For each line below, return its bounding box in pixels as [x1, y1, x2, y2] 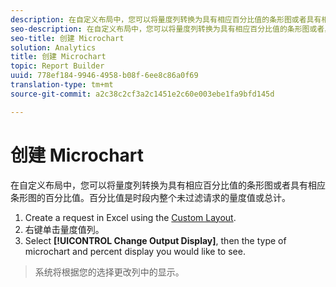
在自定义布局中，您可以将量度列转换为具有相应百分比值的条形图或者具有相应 [10, 179, 326, 191]
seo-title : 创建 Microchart [10, 33, 125, 43]
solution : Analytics [10, 42, 97, 53]
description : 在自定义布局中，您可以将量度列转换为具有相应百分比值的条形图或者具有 [10, 14, 322, 25]
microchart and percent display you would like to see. [24, 245, 246, 257]
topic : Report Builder [10, 61, 105, 71]
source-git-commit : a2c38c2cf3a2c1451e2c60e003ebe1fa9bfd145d [10, 89, 275, 99]
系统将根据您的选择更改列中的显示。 [34, 266, 185, 278]
